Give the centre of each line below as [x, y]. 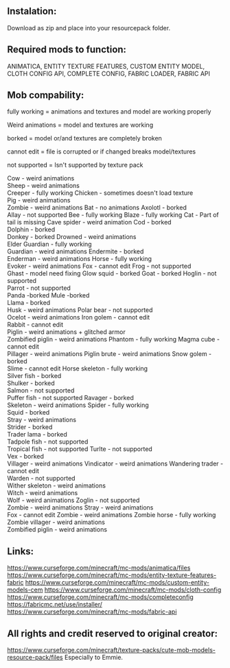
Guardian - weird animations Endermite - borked [76, 251]
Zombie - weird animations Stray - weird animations [80, 508]
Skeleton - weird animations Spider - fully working [78, 405]
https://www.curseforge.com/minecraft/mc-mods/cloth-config [133, 590]
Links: [21, 551]
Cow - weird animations [41, 178]
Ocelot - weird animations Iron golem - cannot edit [79, 317]
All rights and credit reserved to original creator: [113, 633]
